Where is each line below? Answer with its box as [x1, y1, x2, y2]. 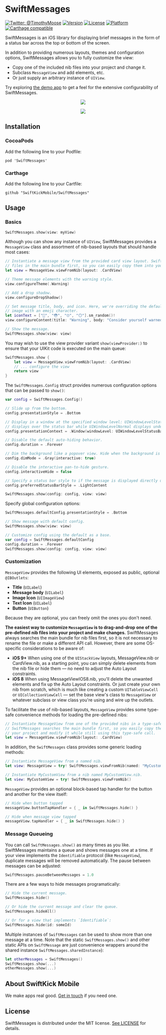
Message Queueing [5, 830, 53, 837]
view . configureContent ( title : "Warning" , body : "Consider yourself [5, 318, 147, 323]
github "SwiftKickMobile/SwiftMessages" [5, 190, 90, 195]
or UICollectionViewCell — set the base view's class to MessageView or [12, 691, 157, 697]
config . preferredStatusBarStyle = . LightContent [5, 483, 107, 488]
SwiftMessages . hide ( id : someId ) [5, 922, 72, 927]
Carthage [5, 170, 29, 176]
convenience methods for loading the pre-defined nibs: [15, 712, 128, 718]
